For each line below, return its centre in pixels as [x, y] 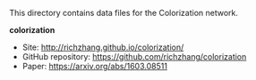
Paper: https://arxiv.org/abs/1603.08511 [95, 66]
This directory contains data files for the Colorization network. [124, 13]
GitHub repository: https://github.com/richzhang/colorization [134, 56]
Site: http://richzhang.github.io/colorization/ [103, 47]
